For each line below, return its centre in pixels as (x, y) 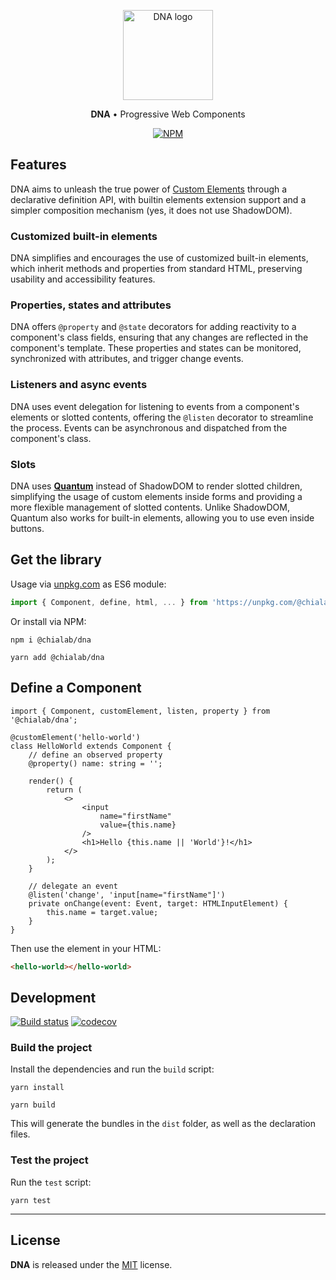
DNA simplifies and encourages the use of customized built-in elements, (159, 258)
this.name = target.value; (102, 912)
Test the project (49, 1160)
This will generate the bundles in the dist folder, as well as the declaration (163, 1124)
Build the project (51, 1048)
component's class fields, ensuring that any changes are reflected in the (159, 337)
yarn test (31, 1200)
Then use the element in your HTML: (86, 948)
